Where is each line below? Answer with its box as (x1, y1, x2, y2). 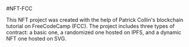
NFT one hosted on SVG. (6, 35, 67, 42)
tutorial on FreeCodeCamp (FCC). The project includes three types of (6, 23, 175, 29)
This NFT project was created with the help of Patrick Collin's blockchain (6, 16, 184, 23)
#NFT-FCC (6, 5, 32, 12)
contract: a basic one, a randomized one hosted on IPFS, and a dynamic (6, 29, 182, 36)
